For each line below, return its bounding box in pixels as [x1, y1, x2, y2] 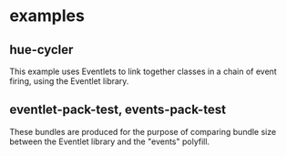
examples [9, 5, 85, 26]
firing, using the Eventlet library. [9, 76, 129, 87]
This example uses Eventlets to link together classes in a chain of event [9, 66, 278, 77]
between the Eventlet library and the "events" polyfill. [9, 136, 210, 147]
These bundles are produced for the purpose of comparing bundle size [9, 126, 277, 137]
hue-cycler [9, 42, 74, 57]
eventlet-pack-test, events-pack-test [9, 102, 226, 118]
